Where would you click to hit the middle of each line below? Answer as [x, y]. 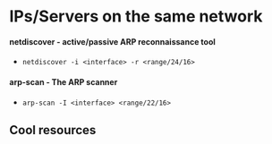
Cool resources [53, 130]
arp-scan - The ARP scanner [64, 81]
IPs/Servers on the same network [136, 17]
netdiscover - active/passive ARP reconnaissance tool [113, 41]
